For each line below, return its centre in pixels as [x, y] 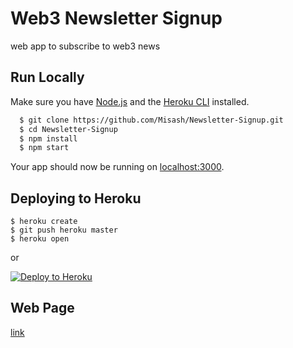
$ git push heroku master [64, 230]
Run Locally [47, 77]
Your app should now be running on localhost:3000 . [117, 167]
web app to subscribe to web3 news [85, 46]
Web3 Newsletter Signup [116, 18]
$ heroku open [40, 239]
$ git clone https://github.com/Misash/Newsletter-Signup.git [151, 120]
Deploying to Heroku [76, 198]
